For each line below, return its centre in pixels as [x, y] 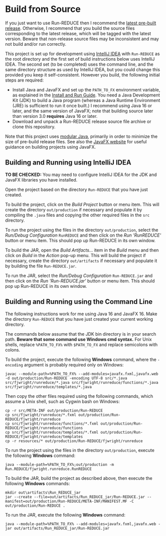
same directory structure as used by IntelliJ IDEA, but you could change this [83, 69]
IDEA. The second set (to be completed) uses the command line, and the [79, 64]
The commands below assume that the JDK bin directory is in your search [81, 334]
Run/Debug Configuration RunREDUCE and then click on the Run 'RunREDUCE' [83, 235]
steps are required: [25, 80]
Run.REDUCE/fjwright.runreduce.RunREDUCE [49, 469]
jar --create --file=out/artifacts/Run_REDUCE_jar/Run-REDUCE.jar [75, 497]
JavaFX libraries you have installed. [41, 179]
